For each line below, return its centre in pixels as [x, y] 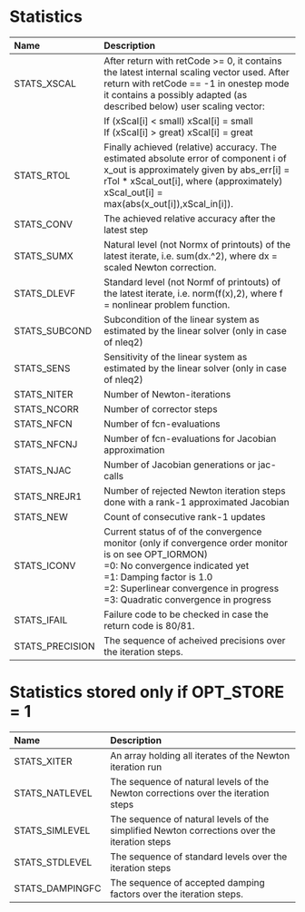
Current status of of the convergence [183, 531]
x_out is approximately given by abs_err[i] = [197, 170]
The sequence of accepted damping [187, 882]
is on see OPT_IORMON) [156, 554]
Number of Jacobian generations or [180, 465]
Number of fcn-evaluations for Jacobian [190, 438]
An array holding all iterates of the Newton [200, 755]
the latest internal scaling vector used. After [197, 72]
